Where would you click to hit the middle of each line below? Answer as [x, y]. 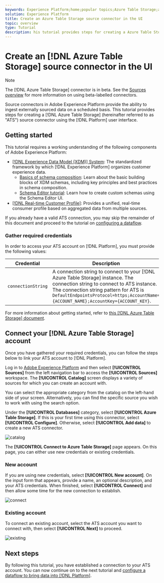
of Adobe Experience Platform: [36, 152]
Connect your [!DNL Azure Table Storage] [70, 333]
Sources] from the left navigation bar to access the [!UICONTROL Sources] [81, 372]
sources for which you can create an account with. [56, 383]
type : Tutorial [20, 28]
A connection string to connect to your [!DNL [103, 272]
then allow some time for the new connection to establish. [63, 491]
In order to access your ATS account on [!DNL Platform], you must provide [80, 246]
